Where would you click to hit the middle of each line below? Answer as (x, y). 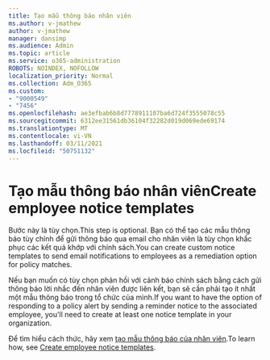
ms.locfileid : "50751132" (52, 151)
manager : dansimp (37, 38)
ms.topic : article (39, 53)
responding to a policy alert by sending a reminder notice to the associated (133, 306)
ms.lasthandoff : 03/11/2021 (56, 143)
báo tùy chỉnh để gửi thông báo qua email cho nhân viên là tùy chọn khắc (130, 239)
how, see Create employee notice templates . (82, 347)
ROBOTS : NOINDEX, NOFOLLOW (54, 69)
